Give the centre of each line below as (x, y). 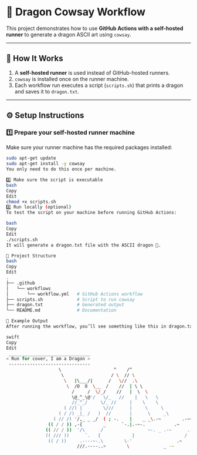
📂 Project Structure (31, 256)
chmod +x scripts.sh (31, 202)
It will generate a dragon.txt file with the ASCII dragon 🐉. (84, 245)
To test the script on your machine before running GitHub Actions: (91, 213)
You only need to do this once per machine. (61, 169)
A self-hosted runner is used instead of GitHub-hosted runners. (92, 72)
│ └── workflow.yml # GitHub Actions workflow (74, 294)
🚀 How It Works (35, 58)
